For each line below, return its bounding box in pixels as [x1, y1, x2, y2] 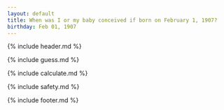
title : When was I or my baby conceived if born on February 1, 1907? [7, 17, 218, 24]
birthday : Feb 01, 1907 [7, 23, 77, 30]
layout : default [7, 10, 55, 17]
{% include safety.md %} [7, 83, 80, 91]
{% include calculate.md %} [7, 69, 88, 77]
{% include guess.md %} [7, 56, 79, 64]
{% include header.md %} [7, 42, 82, 51]
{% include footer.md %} [7, 96, 79, 104]
